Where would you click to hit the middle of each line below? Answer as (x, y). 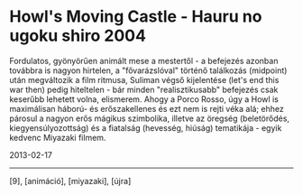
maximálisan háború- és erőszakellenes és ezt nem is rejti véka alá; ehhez (147, 108)
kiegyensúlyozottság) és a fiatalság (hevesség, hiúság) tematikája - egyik (146, 127)
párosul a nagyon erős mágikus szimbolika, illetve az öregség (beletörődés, (150, 118)
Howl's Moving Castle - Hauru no (136, 17)
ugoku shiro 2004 (78, 36)
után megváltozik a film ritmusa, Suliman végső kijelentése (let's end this (144, 79)
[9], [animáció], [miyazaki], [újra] (70, 181)
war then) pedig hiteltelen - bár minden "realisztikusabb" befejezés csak (144, 89)
